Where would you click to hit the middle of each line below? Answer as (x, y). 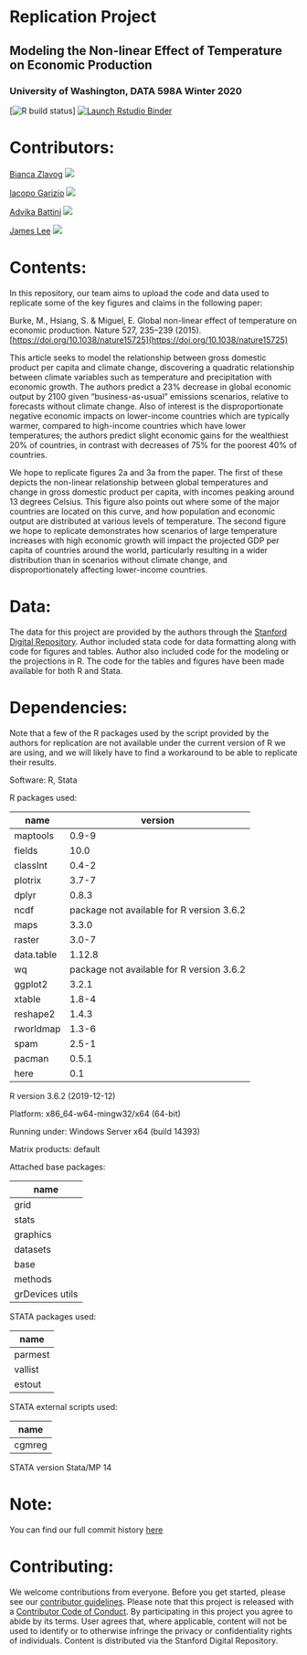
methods (33, 1279)
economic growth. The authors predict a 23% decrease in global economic (151, 387)
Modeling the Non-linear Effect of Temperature (146, 51)
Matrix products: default (55, 1148)
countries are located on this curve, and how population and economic (143, 511)
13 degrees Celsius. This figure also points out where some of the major (145, 501)
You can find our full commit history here (86, 1530)
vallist (26, 1369)
